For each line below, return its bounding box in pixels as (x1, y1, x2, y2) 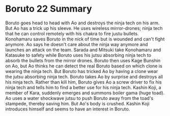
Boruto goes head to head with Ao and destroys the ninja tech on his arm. (5, 20, 160, 26)
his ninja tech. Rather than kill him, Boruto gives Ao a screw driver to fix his (5, 79, 162, 85)
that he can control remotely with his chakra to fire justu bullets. (5, 30, 139, 36)
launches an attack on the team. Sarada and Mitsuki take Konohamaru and (5, 47, 161, 53)
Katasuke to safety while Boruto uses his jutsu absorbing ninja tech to (5, 52, 152, 58)
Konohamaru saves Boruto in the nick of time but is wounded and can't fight (5, 36, 165, 42)
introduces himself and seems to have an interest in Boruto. (5, 106, 130, 112)
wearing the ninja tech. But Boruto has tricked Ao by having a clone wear (5, 68, 158, 74)
